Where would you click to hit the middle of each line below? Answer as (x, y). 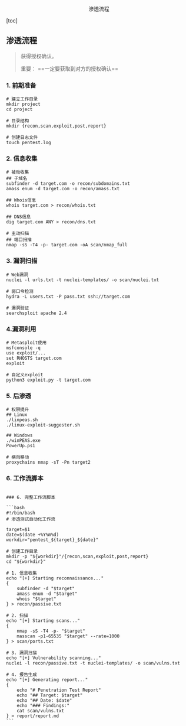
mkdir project (24, 105)
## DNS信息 (19, 217)
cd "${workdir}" (26, 561)
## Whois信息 (21, 200)
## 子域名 (17, 178)
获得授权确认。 (39, 56)
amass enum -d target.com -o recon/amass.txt (63, 189)
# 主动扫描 (18, 234)
